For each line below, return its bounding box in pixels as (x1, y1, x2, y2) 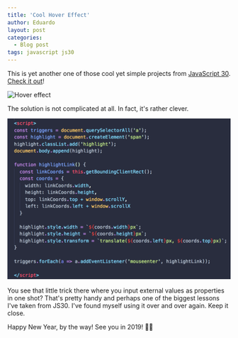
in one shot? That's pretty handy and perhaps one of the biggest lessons (7, 294, 220, 302)
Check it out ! (7, 77, 45, 85)
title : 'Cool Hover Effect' (7, 11, 91, 18)
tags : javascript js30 (7, 49, 74, 56)
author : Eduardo (7, 18, 55, 26)
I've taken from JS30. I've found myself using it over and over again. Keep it (7, 302, 229, 310)
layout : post (7, 26, 46, 33)
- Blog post (13, 41, 50, 49)
